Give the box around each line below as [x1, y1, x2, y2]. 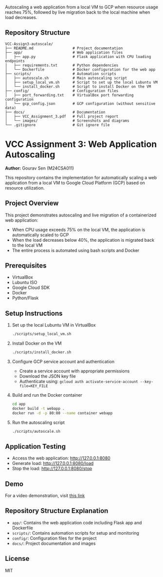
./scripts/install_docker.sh [12, 350, 72, 355]
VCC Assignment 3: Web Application [5, 139, 157, 150]
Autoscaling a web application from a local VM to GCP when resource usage [5, 4, 158, 10]
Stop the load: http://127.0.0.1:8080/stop [12, 465, 92, 472]
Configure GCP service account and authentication [12, 358, 115, 365]
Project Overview [5, 199, 59, 208]
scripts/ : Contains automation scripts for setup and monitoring [12, 530, 140, 536]
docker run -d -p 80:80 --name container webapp [12, 410, 113, 416]
